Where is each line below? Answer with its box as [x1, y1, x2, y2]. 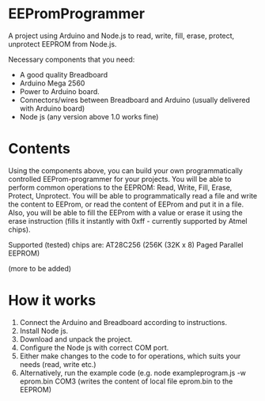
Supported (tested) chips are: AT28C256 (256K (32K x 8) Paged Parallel [8, 240, 244, 249]
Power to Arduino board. [19, 86, 100, 96]
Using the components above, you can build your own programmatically [8, 165, 243, 175]
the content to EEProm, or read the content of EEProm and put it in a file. [8, 199, 244, 209]
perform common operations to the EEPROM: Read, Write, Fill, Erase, [8, 183, 233, 192]
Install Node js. [19, 326, 69, 335]
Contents [8, 140, 71, 158]
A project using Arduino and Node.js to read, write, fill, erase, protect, [8, 31, 235, 40]
